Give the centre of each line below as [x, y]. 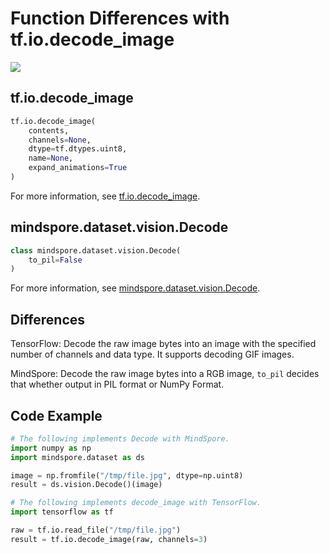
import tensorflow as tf [62, 512]
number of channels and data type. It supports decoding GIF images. [152, 354]
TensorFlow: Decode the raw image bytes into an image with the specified [163, 344]
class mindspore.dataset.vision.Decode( [96, 250]
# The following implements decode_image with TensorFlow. [136, 503]
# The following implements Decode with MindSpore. [120, 438]
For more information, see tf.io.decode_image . [105, 196]
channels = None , [60, 140]
